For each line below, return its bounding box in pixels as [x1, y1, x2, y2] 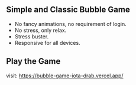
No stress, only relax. [14, 27, 67, 34]
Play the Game [6, 56, 61, 67]
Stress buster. [14, 32, 49, 40]
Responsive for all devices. [14, 39, 81, 46]
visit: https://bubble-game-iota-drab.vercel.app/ [6, 72, 124, 79]
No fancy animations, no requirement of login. [14, 20, 127, 27]
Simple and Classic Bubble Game [6, 5, 130, 15]
